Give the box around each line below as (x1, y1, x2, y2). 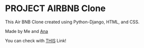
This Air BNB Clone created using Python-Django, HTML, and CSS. (5, 19, 140, 25)
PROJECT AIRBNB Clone (5, 3, 106, 14)
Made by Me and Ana (5, 28, 48, 34)
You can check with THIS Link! (5, 37, 67, 44)
